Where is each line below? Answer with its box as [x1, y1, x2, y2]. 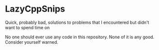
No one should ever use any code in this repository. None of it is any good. [5, 34, 155, 40]
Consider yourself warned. [5, 39, 59, 45]
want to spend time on [5, 24, 50, 30]
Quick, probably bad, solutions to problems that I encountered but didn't [5, 19, 149, 25]
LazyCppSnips [5, 3, 65, 15]
